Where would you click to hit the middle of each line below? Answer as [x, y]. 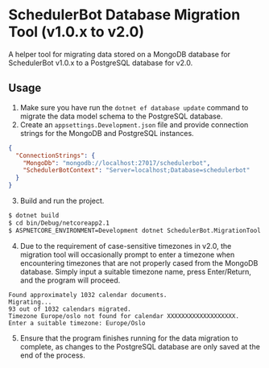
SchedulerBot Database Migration [124, 15]
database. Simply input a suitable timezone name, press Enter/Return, [136, 271]
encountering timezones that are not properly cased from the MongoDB [139, 263]
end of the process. [53, 355]
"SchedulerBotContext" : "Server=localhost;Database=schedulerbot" [137, 171]
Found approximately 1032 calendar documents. [88, 295]
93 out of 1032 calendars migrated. [70, 309]
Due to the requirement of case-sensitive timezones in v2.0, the [126, 246]
